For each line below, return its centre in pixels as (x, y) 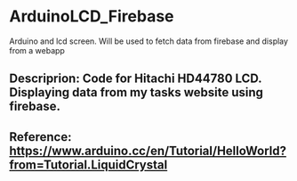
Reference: (40, 137)
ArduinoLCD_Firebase (92, 16)
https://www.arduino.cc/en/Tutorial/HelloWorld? (148, 150)
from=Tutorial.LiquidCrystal (88, 165)
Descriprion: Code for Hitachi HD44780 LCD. (136, 79)
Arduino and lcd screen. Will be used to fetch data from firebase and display (149, 41)
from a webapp (37, 50)
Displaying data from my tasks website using (136, 92)
